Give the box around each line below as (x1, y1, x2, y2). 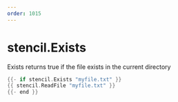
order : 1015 (7, 10, 41, 17)
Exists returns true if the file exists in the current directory (7, 63, 171, 71)
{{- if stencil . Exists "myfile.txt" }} (7, 76, 122, 83)
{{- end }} (7, 89, 39, 96)
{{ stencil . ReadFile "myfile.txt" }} (7, 82, 116, 90)
